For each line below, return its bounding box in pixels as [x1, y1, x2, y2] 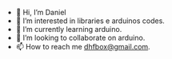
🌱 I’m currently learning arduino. [15, 25, 122, 33]
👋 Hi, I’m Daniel [15, 8, 66, 17]
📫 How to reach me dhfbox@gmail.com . [15, 42, 150, 51]
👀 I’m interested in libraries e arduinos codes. [15, 16, 166, 26]
